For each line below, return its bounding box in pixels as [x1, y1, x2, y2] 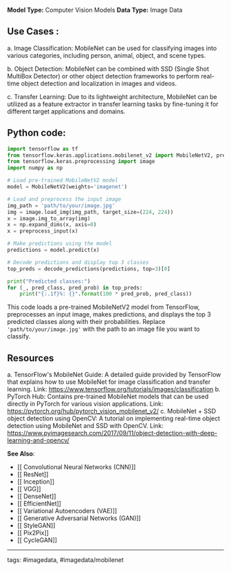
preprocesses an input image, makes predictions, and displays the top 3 [7, 310, 212, 319]
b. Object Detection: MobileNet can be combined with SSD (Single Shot [7, 65, 210, 73]
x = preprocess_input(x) [7, 228, 78, 235]
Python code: [7, 127, 67, 139]
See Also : [7, 450, 35, 458]
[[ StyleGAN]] [16, 521, 56, 530]
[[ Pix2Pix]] [16, 529, 49, 537]
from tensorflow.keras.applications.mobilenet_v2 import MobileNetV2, [7, 151, 214, 159]
